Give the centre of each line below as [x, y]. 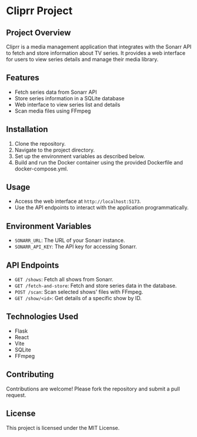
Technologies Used [42, 317]
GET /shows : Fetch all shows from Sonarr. [64, 280]
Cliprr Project [39, 11]
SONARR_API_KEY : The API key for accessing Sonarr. [76, 247]
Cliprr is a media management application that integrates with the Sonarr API [99, 47]
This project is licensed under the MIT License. [63, 428]
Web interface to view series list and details [67, 104]
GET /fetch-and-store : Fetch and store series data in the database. [96, 286]
